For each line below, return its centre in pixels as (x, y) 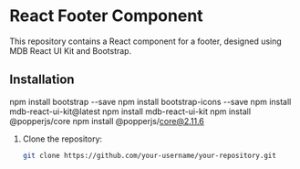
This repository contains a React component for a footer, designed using (146, 41)
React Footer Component (106, 16)
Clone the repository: (62, 139)
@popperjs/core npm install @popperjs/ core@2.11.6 (107, 121)
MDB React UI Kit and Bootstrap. (71, 50)
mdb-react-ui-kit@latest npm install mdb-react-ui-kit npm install (130, 111)
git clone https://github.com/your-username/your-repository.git (149, 155)
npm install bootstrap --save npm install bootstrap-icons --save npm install (150, 101)
